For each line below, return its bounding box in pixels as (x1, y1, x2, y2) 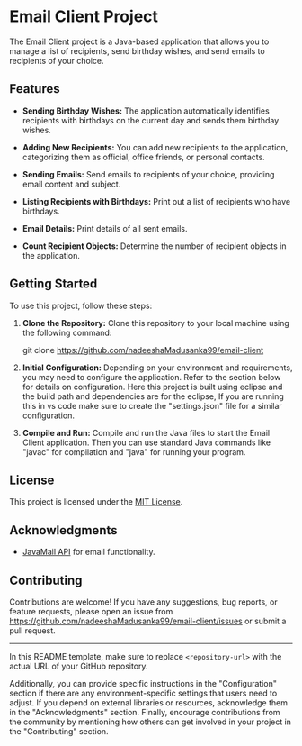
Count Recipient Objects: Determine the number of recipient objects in (22, 241, 287, 251)
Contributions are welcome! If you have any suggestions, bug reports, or (9, 596, 278, 607)
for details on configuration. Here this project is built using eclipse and (22, 381, 283, 392)
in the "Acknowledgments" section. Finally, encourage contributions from (9, 707, 280, 717)
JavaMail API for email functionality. (22, 547, 155, 558)
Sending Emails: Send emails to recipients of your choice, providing (22, 168, 275, 179)
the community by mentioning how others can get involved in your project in (9, 716, 292, 727)
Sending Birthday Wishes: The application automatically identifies (22, 105, 270, 116)
